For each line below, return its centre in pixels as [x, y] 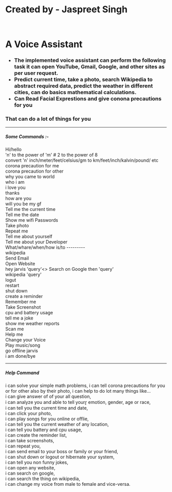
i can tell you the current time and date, [47, 408]
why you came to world [30, 177]
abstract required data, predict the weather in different [83, 86]
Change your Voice [26, 340]
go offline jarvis [22, 351]
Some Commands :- [27, 136]
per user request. [36, 73]
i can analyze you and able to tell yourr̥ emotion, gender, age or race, [78, 402]
